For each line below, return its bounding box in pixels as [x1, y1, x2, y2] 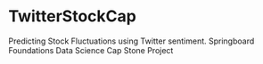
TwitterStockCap [8, 6, 137, 27]
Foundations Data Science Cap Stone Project [8, 44, 174, 55]
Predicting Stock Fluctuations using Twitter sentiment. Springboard [8, 36, 255, 46]
